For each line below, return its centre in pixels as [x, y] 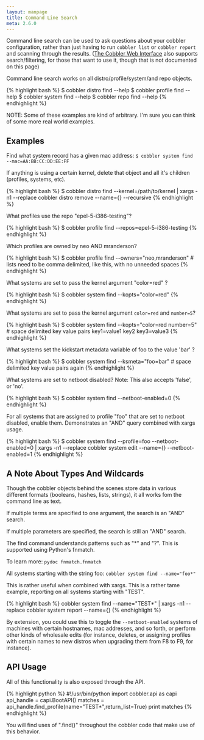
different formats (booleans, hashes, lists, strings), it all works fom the [94, 495]
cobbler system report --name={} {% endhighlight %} [94, 610]
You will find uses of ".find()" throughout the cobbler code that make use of [101, 725]
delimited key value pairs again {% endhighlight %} [71, 368]
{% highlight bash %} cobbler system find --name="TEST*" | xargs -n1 [95, 603]
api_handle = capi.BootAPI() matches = [55, 700]
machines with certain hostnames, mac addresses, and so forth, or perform [101, 628]
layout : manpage [27, 12]
